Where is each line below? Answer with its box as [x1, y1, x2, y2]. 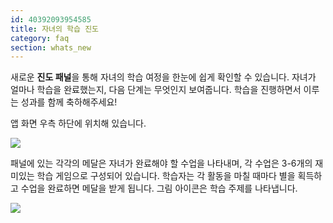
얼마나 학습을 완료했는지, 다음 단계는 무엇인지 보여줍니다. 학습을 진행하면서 [10, 84, 302, 96]
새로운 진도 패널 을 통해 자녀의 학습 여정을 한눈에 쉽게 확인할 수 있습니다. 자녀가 [10, 71, 317, 83]
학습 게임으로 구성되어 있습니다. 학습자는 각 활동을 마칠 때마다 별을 [36, 170, 296, 182]
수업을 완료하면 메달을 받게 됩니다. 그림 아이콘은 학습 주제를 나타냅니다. [20, 182, 298, 195]
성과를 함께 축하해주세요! [20, 96, 118, 108]
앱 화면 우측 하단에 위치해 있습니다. [10, 117, 147, 130]
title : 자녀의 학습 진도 [10, 24, 100, 34]
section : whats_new [10, 42, 92, 53]
